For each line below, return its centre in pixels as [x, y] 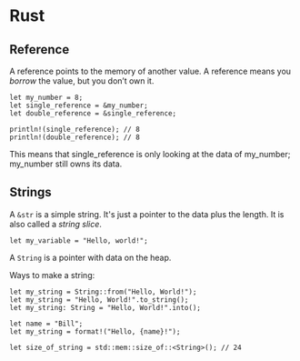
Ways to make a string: [52, 275]
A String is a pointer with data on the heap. [90, 257]
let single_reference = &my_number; [79, 105]
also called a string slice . [56, 224]
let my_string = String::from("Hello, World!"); [103, 292]
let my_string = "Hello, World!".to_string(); [99, 300]
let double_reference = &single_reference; [93, 114]
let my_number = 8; [46, 97]
